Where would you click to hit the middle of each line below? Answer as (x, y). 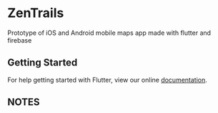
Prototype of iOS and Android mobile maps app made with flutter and (109, 33)
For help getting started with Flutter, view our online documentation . (107, 80)
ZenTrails (36, 13)
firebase (20, 40)
